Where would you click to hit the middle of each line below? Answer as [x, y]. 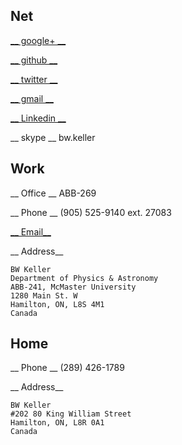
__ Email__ [31, 231]
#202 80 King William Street [71, 414]
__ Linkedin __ [38, 118]
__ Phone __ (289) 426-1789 [67, 368]
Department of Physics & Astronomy [84, 278]
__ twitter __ [34, 79]
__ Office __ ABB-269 [53, 193]
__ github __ [34, 60]
